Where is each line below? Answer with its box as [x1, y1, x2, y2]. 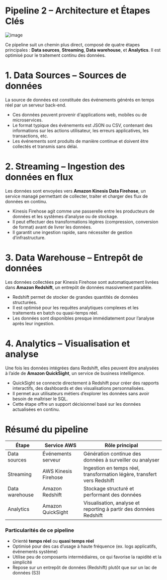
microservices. [12, 117, 43, 123]
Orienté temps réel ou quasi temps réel [12, 538, 94, 544]
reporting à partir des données [83, 505, 155, 512]
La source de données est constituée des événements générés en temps [5, 97, 155, 103]
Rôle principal [104, 442, 138, 449]
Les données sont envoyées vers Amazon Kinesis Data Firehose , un [5, 188, 146, 194]
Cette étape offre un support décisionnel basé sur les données [12, 401, 141, 407]
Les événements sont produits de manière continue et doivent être [12, 138, 149, 144]
